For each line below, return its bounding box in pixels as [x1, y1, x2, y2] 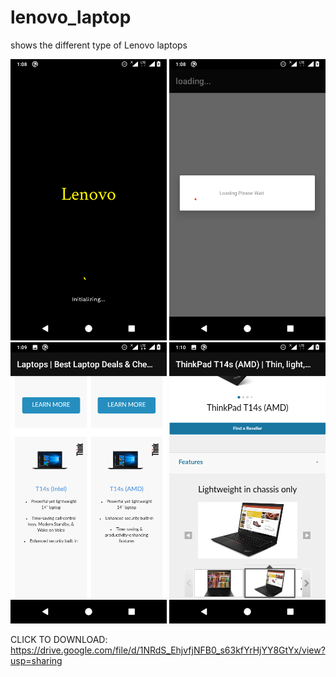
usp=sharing [10, 654, 63, 666]
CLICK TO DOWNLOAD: [10, 633, 108, 645]
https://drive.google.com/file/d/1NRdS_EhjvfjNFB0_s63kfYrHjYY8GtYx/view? [10, 644, 326, 656]
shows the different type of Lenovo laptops [10, 39, 188, 51]
